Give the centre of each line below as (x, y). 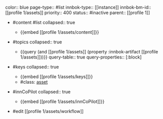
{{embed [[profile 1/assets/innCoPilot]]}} (62, 101)
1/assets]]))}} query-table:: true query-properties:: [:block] (81, 57)
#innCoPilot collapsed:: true (42, 92)
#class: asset (34, 82)
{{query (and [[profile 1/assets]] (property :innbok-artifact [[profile (89, 52)
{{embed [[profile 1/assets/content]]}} (60, 32)
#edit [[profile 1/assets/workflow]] (48, 111)
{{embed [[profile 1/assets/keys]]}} (56, 77)
